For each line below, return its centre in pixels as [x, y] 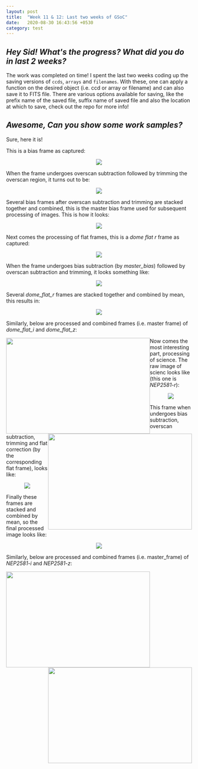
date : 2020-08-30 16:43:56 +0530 [50, 22]
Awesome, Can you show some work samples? [94, 125]
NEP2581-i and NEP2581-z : [39, 563]
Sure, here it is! [24, 139]
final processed [25, 528]
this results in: [23, 301]
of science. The [169, 360]
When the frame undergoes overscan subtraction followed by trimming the [97, 173]
